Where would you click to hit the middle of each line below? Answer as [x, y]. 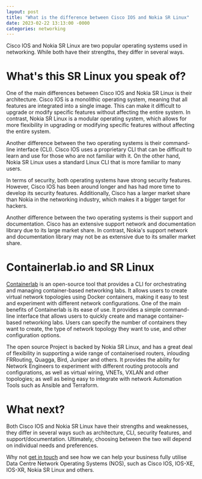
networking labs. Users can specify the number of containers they [105, 323]
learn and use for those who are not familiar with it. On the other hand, [93, 156]
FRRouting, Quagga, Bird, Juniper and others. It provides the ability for [93, 360]
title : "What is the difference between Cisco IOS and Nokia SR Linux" [98, 17]
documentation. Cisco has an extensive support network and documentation [101, 224]
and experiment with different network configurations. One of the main [94, 303]
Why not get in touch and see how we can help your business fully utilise [96, 457]
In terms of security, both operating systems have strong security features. [99, 181]
